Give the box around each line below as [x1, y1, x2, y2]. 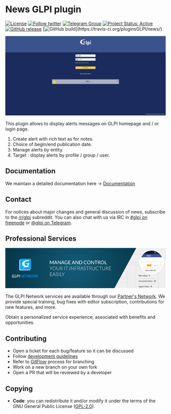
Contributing [5, 334, 47, 343]
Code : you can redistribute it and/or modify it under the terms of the [12, 398, 156, 404]
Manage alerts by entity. [12, 146, 64, 152]
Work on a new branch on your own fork [12, 364, 98, 370]
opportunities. [5, 320, 35, 326]
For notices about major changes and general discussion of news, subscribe [5, 209, 166, 215]
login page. [5, 126, 29, 132]
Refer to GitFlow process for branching [12, 358, 95, 365]
